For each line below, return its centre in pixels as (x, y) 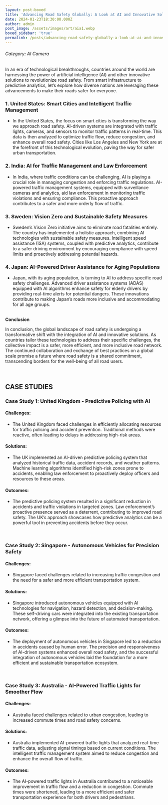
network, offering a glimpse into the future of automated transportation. (86, 619)
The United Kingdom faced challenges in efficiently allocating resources (87, 424)
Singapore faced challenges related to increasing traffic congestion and (86, 575)
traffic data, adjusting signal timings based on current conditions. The (84, 748)
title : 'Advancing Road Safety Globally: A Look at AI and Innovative (80, 15)
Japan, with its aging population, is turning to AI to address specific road (87, 278)
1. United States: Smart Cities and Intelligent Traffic (68, 104)
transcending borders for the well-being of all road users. (64, 361)
